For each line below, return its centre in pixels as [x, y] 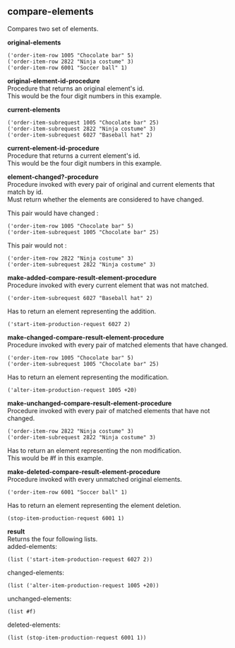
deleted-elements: [34, 625]
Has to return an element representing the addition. [82, 311]
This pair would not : [37, 245]
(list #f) [22, 611]
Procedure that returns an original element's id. [76, 88]
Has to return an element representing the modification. [88, 377]
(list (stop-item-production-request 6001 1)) [77, 637]
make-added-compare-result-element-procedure [82, 277]
